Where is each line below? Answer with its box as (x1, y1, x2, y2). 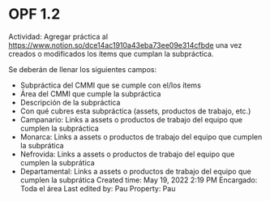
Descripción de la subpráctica (19, 97, 121, 107)
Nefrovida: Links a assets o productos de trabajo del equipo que (19, 149, 235, 159)
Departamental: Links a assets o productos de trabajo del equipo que (19, 166, 251, 176)
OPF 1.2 (8, 5, 61, 24)
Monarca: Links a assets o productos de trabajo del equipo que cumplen (19, 131, 263, 142)
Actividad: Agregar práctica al (8, 32, 108, 41)
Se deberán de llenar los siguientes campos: (8, 64, 157, 74)
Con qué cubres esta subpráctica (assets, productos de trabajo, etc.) (19, 106, 251, 116)
